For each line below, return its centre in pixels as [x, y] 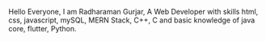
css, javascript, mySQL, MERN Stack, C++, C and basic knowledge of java [132, 20]
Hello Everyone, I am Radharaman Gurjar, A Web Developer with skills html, [133, 12]
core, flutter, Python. [42, 29]
